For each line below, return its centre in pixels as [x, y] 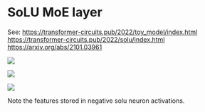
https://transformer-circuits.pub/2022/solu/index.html [86, 39]
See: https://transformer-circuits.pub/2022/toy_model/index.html [102, 32]
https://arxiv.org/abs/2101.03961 [55, 47]
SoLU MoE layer [55, 12]
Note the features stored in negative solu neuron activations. [96, 101]
